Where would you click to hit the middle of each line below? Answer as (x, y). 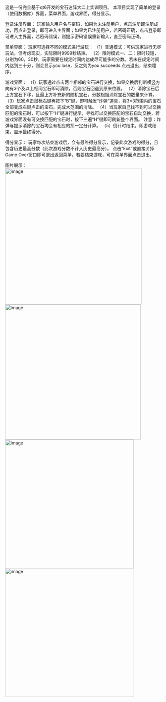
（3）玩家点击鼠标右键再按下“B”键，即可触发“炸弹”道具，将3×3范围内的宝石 (83, 101)
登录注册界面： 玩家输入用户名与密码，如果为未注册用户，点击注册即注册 (80, 24)
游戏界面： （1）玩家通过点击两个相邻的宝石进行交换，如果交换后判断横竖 (81, 82)
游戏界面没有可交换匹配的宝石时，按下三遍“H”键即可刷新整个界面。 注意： (81, 119)
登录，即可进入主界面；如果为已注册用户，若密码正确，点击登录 (92, 30)
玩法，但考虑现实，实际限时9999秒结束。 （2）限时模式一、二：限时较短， (82, 53)
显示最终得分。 (29, 132)
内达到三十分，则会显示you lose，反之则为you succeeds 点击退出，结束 (79, 65)
